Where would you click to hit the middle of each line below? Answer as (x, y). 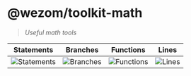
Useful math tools (51, 32)
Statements (33, 49)
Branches (82, 49)
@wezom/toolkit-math (75, 13)
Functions (128, 49)
